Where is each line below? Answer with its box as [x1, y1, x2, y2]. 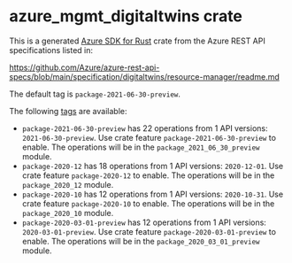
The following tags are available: [9, 105, 127, 116]
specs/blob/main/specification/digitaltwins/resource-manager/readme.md [9, 71, 280, 81]
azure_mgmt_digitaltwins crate [9, 6, 243, 27]
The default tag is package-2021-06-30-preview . [9, 89, 181, 99]
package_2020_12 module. [21, 179, 114, 190]
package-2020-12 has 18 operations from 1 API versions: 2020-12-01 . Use [21, 160, 284, 171]
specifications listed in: [9, 44, 94, 55]
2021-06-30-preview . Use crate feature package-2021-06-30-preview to [21, 132, 277, 143]
